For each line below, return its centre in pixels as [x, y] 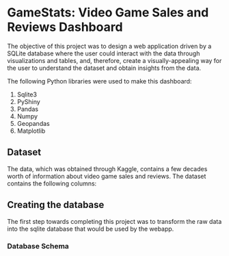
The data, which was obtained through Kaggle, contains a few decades [107, 168]
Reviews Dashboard [65, 27]
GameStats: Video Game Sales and [108, 13]
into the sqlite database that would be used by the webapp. [91, 229]
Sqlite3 [27, 94]
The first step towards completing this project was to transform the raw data [114, 221]
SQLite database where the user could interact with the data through [104, 53]
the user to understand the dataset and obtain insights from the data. [104, 68]
